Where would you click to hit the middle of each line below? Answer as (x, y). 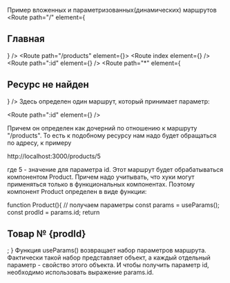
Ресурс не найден (48, 85)
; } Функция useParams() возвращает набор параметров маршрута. (107, 251)
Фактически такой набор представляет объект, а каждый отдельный (109, 257)
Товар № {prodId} (47, 234)
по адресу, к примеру (39, 143)
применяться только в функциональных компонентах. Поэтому (101, 184)
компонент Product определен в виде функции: (77, 191)
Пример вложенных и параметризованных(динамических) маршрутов (112, 10)
